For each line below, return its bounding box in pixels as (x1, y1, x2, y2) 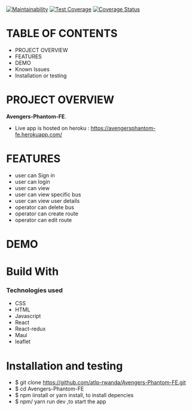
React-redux (14, 325, 46, 332)
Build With (6, 265, 59, 278)
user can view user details (14, 197, 80, 204)
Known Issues (14, 65, 50, 73)
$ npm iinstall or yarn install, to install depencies (14, 392, 134, 399)
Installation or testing (14, 72, 67, 79)
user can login (14, 178, 51, 185)
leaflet (14, 338, 31, 345)
